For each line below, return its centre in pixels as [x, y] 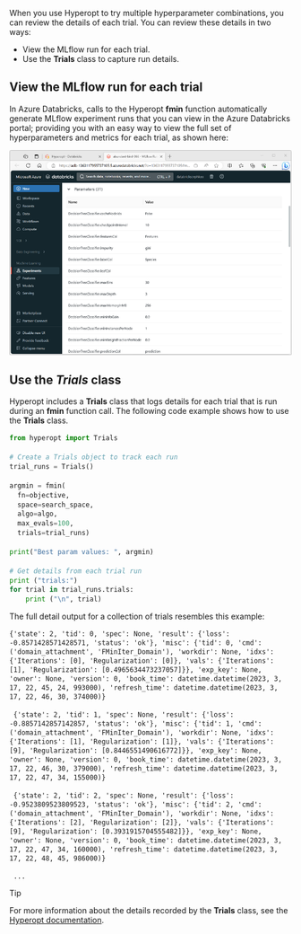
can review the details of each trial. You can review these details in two [140, 22]
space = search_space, [56, 505]
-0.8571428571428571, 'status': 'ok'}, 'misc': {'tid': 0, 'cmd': [136, 643]
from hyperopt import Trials [64, 438]
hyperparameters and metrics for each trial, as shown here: [119, 137]
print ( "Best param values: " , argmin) [82, 551]
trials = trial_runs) [54, 533]
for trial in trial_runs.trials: [72, 590]
